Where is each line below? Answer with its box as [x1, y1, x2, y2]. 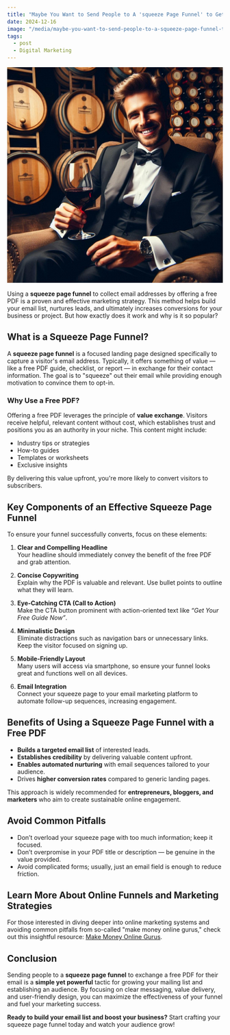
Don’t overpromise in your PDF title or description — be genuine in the [16, 847, 216, 856]
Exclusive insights [16, 461, 68, 469]
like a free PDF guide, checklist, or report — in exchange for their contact [7, 363, 214, 372]
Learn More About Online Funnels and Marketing [7, 889, 219, 901]
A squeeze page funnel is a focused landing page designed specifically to [7, 349, 218, 357]
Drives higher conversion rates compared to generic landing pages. [16, 774, 211, 783]
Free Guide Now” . [16, 613, 68, 622]
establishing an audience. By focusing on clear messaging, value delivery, [7, 986, 216, 994]
